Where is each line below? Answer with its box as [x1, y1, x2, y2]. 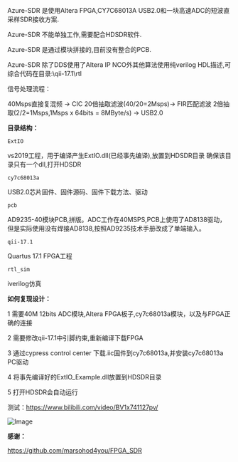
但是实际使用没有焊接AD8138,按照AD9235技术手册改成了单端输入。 [7, 224, 206, 233]
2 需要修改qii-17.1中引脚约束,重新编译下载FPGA [7, 334, 144, 342]
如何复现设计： [7, 295, 51, 303]
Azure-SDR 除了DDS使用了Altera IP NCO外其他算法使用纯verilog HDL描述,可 [7, 61, 231, 69]
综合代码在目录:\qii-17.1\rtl [7, 70, 82, 78]
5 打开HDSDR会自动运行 [7, 388, 78, 397]
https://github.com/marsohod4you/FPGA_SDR [7, 446, 142, 454]
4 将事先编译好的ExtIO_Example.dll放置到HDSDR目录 [7, 373, 162, 381]
